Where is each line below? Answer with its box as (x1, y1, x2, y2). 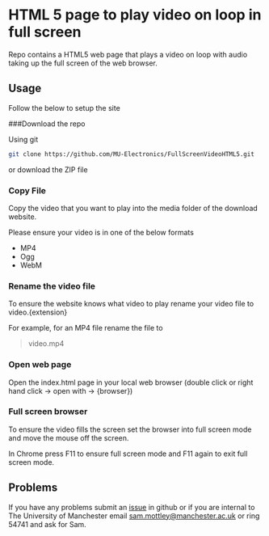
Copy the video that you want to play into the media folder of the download (8, 203, 258, 213)
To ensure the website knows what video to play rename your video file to (8, 299, 254, 309)
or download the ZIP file (8, 164, 88, 175)
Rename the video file (8, 281, 95, 292)
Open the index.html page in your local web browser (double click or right (8, 378, 254, 387)
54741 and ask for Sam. (8, 519, 86, 529)
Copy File (8, 184, 47, 196)
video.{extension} (8, 307, 68, 317)
